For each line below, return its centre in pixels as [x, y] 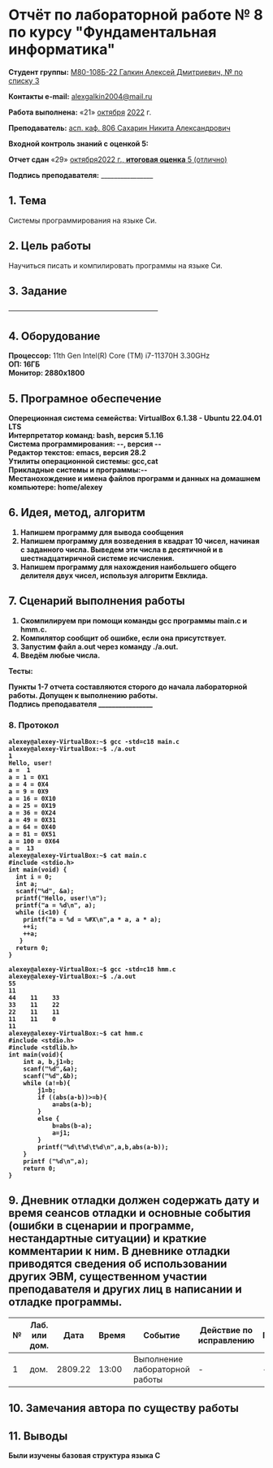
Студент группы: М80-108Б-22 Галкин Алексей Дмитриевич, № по [126, 72]
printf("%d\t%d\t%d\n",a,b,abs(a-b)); [103, 1147]
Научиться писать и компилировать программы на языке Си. [116, 265]
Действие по [226, 1330]
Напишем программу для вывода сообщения [102, 532]
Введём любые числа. [60, 655]
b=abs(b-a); [72, 1126]
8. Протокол [34, 725]
